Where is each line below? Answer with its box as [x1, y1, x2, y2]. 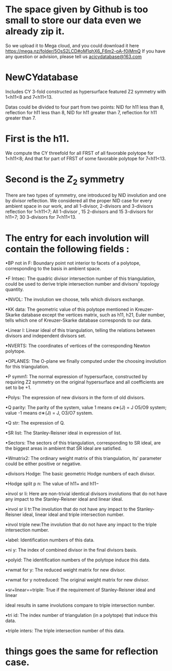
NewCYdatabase [5, 72, 79, 83]
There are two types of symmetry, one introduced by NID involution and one [5, 192, 167, 199]
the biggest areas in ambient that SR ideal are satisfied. [5, 445, 122, 451]
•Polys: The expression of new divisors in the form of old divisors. [5, 395, 145, 401]
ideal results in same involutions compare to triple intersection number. [5, 602, 156, 608]
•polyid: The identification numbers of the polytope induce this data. [5, 557, 150, 563]
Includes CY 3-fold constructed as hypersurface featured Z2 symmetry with [5, 89, 166, 95]
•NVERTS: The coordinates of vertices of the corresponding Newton [5, 343, 150, 349]
